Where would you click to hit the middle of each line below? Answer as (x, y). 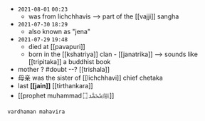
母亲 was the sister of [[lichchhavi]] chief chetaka (90, 78)
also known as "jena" (59, 31)
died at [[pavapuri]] (57, 47)
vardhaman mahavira (36, 112)
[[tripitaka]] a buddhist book (69, 62)
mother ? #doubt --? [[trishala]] (64, 69)
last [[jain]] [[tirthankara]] (56, 86)
